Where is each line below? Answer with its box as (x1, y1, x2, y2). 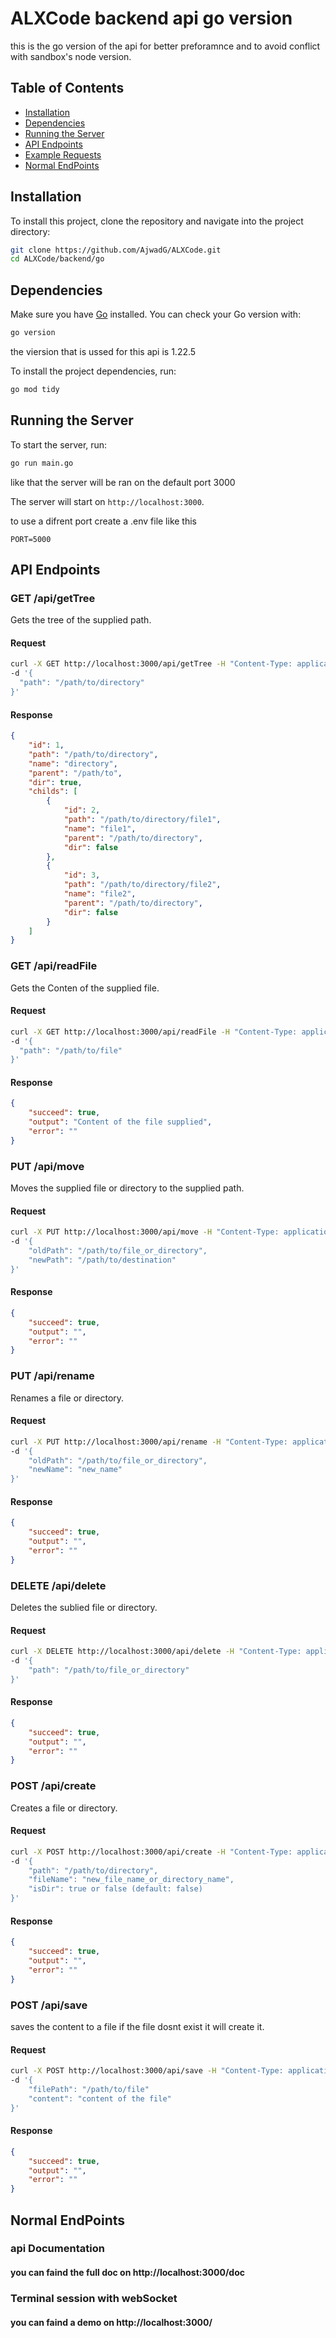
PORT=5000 (10, 534, 52, 544)
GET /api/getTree (10, 591, 96, 605)
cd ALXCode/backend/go (10, 254, 105, 264)
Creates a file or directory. (10, 1802, 118, 1814)
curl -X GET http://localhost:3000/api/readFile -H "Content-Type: (10, 1027, 298, 1037)
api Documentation (10, 2242, 105, 2256)
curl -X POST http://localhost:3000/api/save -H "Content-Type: (10, 2066, 284, 2076)
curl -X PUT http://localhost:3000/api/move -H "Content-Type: (10, 1227, 280, 1237)
